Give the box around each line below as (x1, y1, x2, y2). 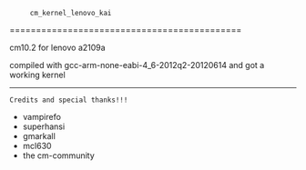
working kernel (9, 69, 66, 80)
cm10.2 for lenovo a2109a (9, 42, 107, 53)
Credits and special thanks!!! (9, 95, 128, 105)
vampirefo (22, 112, 62, 122)
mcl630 (22, 141, 52, 151)
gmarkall (22, 131, 56, 141)
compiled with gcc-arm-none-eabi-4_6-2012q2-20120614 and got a (9, 60, 265, 70)
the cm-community (22, 150, 96, 161)
